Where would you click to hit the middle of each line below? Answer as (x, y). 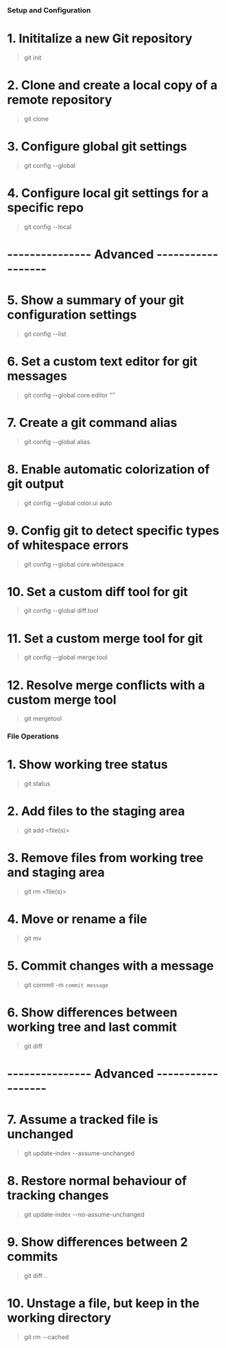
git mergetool (43, 719)
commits (33, 1257)
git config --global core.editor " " (70, 395)
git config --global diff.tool (61, 611)
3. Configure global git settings (97, 146)
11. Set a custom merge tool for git (105, 638)
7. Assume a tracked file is (83, 1120)
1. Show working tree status (87, 764)
